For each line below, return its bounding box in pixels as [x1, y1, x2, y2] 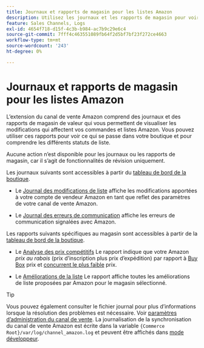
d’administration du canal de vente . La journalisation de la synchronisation [6, 315, 192, 322]
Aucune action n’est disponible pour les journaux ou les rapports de [6, 150, 175, 158]
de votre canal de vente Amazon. [15, 200, 98, 207]
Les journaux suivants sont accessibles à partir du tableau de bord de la [6, 168, 186, 176]
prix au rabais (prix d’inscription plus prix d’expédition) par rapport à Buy [15, 254, 198, 262]
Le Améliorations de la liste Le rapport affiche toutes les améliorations [15, 273, 190, 280]
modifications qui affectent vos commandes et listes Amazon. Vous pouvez [6, 126, 194, 133]
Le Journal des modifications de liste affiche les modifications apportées [15, 186, 197, 194]
